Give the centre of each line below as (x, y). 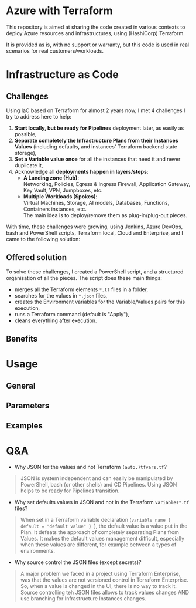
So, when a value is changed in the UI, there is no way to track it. (99, 586)
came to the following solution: (43, 239)
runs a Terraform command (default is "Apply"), (72, 314)
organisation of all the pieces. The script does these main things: (84, 278)
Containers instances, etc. (55, 209)
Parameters (28, 406)
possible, (25, 134)
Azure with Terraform (59, 11)
